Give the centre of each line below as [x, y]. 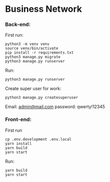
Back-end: [18, 25]
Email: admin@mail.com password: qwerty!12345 [55, 107]
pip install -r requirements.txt [39, 53]
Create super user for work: [33, 89]
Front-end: [18, 120]
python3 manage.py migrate [33, 57]
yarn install [18, 144]
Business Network [44, 9]
